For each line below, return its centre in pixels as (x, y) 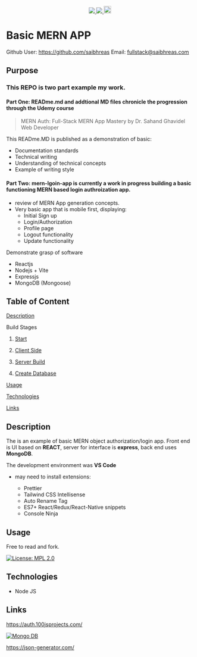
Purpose (22, 71)
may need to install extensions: (53, 477)
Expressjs (27, 276)
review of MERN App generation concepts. (67, 203)
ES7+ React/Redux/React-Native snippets (75, 507)
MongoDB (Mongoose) (43, 283)
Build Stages (22, 327)
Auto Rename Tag (46, 501)
